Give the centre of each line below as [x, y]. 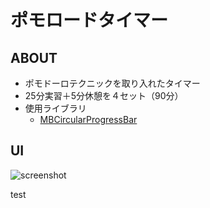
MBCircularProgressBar [88, 119]
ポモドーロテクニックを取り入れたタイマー [112, 83]
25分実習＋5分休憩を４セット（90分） [104, 95]
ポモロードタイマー [89, 20]
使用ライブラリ [55, 108]
